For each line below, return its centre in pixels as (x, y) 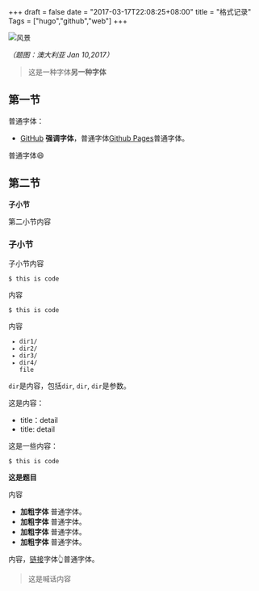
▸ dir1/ (25, 341)
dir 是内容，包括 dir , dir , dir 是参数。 (69, 386)
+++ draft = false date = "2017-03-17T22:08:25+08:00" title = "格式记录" (130, 12)
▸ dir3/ (25, 355)
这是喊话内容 (49, 578)
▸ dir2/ (25, 348)
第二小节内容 (29, 222)
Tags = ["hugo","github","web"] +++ (68, 21)
